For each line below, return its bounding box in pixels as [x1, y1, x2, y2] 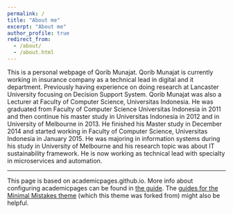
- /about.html [13, 49, 54, 56]
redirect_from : [7, 36, 51, 43]
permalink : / [7, 10, 45, 17]
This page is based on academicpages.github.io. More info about [7, 176, 193, 185]
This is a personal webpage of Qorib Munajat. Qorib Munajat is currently [7, 67, 214, 76]
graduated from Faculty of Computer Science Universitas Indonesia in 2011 [7, 105, 221, 113]
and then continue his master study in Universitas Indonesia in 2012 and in [7, 112, 220, 120]
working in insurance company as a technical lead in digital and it [7, 75, 194, 83]
